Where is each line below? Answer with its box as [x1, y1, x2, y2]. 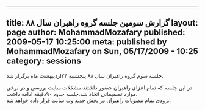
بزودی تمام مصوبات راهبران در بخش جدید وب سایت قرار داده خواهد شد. [6, 97, 171, 104]
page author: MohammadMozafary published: [6, 27, 185, 38]
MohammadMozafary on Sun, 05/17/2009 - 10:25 [6, 46, 198, 57]
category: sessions [6, 56, 81, 66]
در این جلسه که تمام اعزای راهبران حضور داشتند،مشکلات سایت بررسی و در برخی [6, 83, 193, 91]
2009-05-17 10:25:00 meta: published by [6, 37, 167, 47]
